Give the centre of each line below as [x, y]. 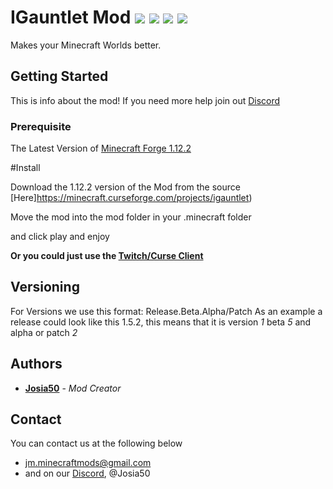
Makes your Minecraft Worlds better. [86, 45]
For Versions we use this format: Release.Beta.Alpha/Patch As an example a [166, 311]
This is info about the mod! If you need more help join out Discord [145, 100]
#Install [25, 168]
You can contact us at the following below [96, 443]
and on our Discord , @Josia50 [87, 473]
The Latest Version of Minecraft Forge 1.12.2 [101, 148]
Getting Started [59, 76]
